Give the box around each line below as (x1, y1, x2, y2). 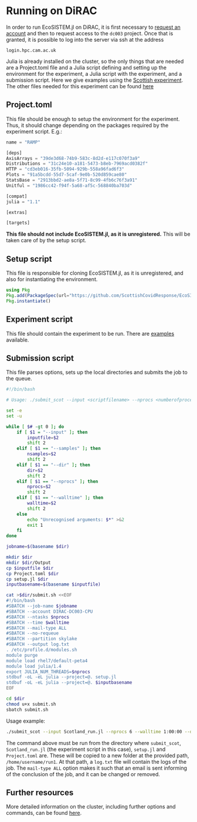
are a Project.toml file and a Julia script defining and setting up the (6, 64, 167, 71)
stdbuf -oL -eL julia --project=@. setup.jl (6, 674, 117, 680)
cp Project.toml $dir (6, 570, 59, 577)
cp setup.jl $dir (6, 576, 49, 582)
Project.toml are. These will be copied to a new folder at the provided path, (6, 751, 189, 759)
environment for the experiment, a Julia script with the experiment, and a (6, 70, 182, 77)
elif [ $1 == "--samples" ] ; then (16, 446, 101, 452)
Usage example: (6, 717, 46, 724)
